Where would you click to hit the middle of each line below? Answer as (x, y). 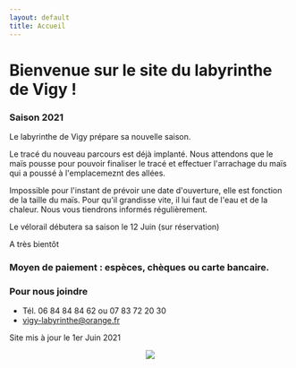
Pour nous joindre (49, 291)
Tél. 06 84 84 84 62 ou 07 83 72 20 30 (94, 311)
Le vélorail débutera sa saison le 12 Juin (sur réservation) (114, 227)
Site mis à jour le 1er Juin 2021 (65, 338)
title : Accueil (38, 26)
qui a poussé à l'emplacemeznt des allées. (87, 173)
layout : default (39, 17)
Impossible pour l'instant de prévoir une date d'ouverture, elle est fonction (146, 190)
